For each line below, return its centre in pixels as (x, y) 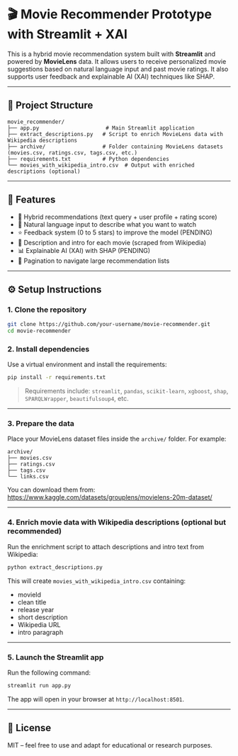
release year (36, 609)
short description (42, 617)
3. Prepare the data (41, 424)
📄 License (29, 728)
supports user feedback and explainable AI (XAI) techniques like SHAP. (111, 77)
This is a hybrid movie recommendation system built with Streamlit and (112, 54)
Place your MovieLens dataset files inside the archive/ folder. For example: (117, 439)
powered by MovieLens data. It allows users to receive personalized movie (117, 61)
